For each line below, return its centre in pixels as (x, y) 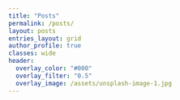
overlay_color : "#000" (54, 69)
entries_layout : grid (45, 38)
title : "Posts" (34, 16)
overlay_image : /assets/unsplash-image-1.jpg (94, 83)
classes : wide (32, 53)
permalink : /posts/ (41, 23)
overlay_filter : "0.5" (54, 76)
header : (21, 61)
